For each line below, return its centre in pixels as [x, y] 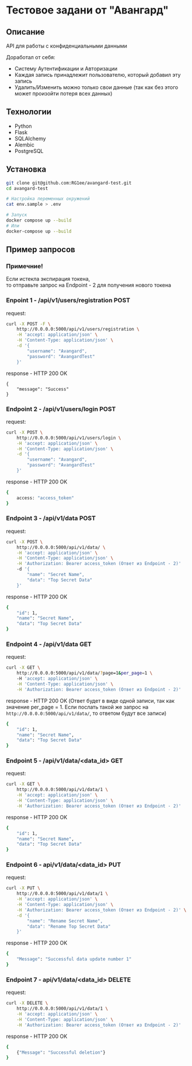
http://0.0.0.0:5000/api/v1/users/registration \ [78, 329]
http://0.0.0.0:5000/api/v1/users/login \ [69, 438]
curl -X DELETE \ [27, 1003]
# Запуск [17, 215]
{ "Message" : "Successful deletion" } [61, 1053]
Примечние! [25, 266]
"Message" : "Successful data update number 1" [74, 959]
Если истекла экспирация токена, [48, 279]
